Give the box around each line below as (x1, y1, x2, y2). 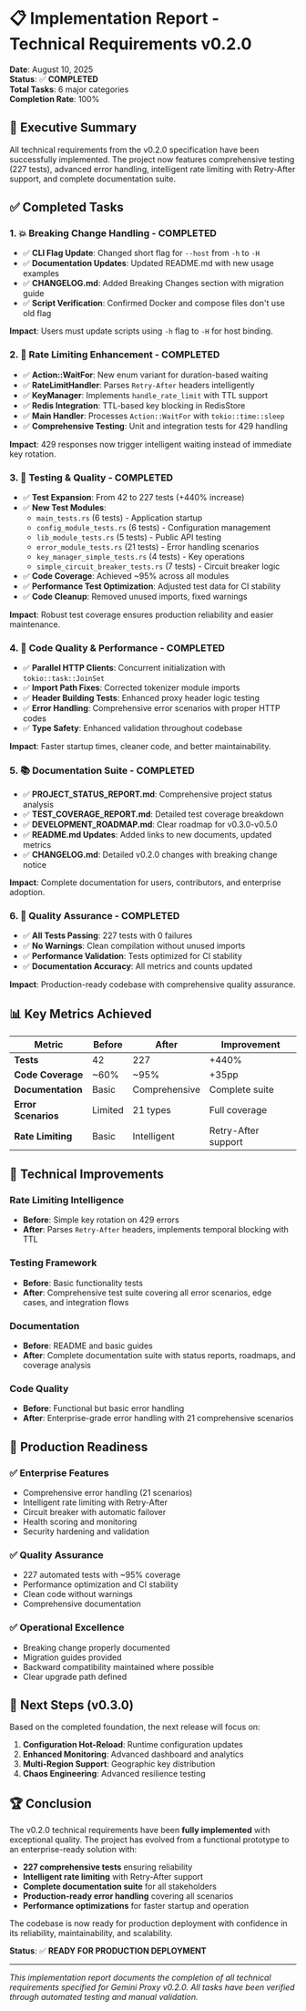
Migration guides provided (22, 1652, 122, 1663)
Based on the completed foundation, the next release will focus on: (9, 1721, 261, 1733)
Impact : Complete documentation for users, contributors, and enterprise (9, 877, 282, 888)
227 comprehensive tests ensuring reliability (22, 1861, 193, 1872)
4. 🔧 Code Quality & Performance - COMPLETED (9, 641, 226, 654)
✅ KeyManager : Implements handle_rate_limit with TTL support (22, 389, 269, 400)
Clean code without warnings (22, 1589, 134, 1600)
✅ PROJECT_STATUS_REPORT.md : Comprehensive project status (22, 789, 273, 799)
